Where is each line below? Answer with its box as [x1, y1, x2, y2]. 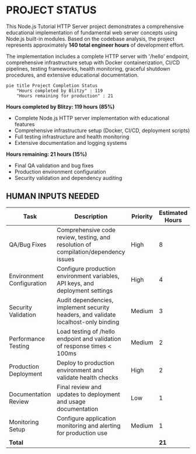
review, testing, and [57, 233, 111, 241]
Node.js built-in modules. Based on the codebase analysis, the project [6, 35, 175, 42]
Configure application [57, 414, 116, 422]
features [14, 120, 35, 127]
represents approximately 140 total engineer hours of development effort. [6, 41, 185, 48]
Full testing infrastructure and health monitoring [14, 133, 129, 140]
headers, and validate [57, 310, 116, 318]
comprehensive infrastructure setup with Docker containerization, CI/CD [6, 59, 180, 66]
